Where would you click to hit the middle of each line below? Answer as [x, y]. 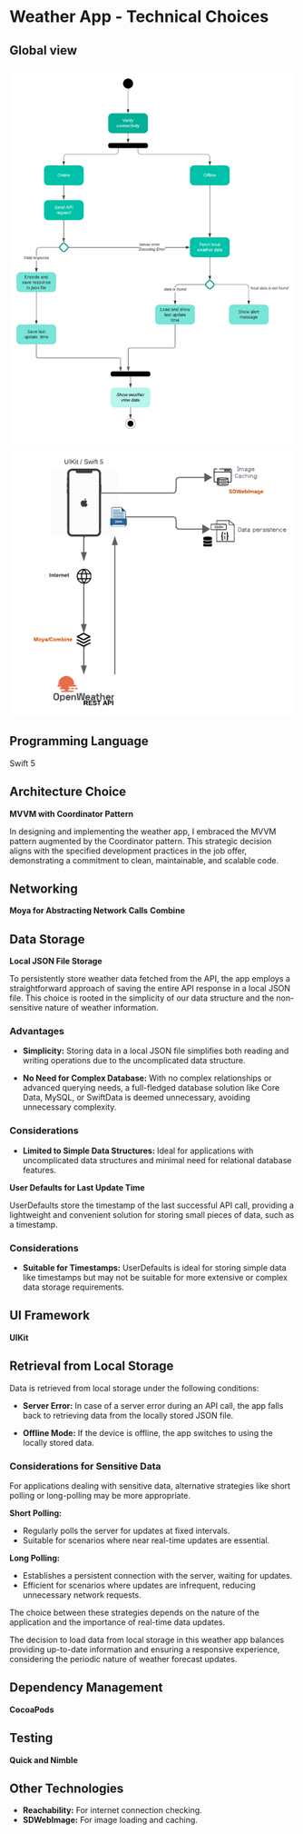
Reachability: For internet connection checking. [112, 1810]
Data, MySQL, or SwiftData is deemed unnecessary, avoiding [137, 1098]
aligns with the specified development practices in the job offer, [128, 851]
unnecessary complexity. [69, 1107]
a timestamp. [34, 1224]
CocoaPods [32, 1709]
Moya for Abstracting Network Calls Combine [98, 911]
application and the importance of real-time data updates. [117, 1622]
